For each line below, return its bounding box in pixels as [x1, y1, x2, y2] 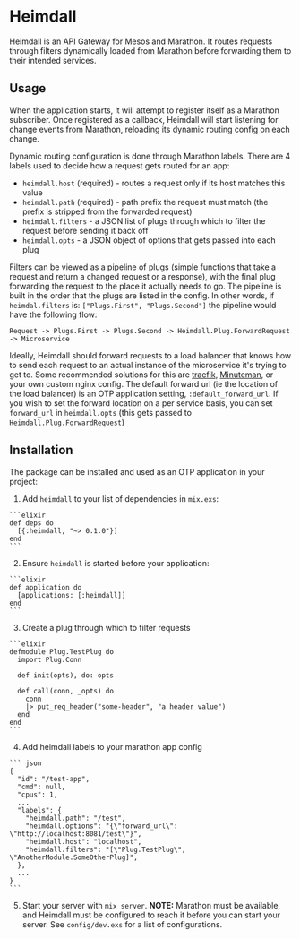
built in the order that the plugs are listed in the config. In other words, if [9, 289, 275, 301]
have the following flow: [9, 309, 98, 320]
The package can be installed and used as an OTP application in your [9, 466, 266, 477]
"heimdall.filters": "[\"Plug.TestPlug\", [25, 845, 186, 854]
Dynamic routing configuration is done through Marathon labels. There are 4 [9, 151, 291, 161]
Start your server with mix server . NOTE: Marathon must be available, [21, 900, 280, 910]
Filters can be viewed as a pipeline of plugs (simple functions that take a [9, 262, 276, 272]
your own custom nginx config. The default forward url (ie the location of [9, 378, 279, 389]
